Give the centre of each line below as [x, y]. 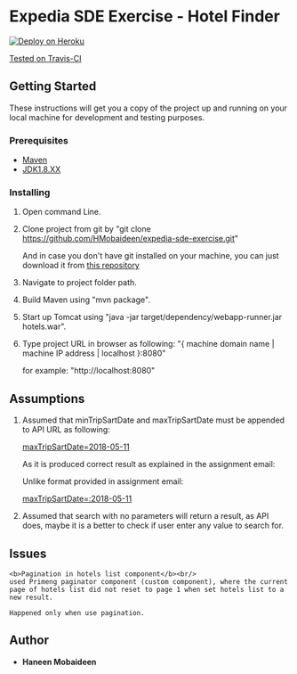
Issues [28, 553]
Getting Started [53, 86]
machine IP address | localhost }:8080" [94, 353]
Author [29, 641]
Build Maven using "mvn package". [86, 300]
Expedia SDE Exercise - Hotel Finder [144, 16]
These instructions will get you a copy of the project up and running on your [148, 108]
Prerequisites [39, 140]
